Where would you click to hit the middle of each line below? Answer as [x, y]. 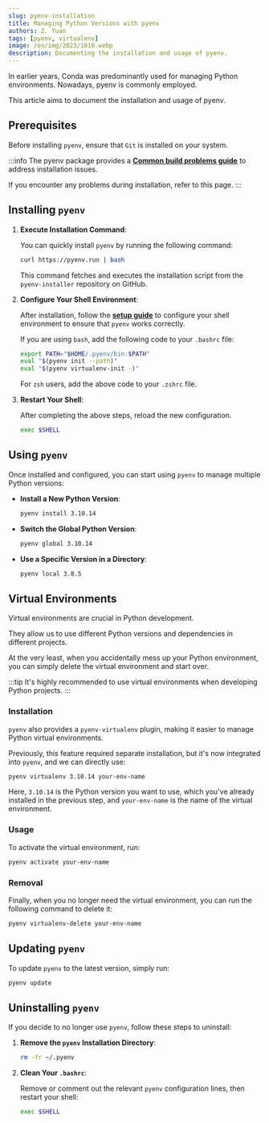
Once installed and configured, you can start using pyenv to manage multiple [134, 474]
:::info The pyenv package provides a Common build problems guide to [127, 160]
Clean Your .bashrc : [53, 1073]
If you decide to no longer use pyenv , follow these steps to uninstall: [120, 1027]
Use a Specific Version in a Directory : [83, 559]
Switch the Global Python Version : [78, 529]
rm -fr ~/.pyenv [47, 1058]
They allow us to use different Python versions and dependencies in [121, 634]
